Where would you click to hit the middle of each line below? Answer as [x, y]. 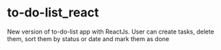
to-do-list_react [53, 13]
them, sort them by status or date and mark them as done [88, 38]
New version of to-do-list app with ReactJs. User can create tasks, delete [110, 32]
